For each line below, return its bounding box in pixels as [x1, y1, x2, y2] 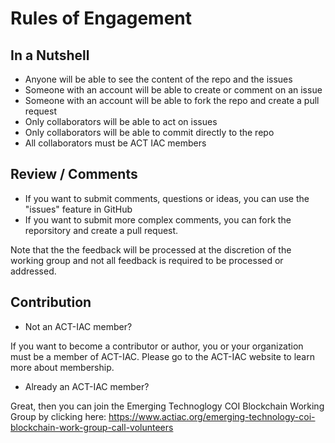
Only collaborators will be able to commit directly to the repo [24, 127, 275, 138]
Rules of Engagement [10, 7, 193, 30]
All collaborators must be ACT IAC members [24, 137, 207, 149]
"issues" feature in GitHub [24, 203, 133, 215]
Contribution [10, 294, 92, 311]
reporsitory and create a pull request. [24, 224, 179, 236]
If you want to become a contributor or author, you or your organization [10, 340, 304, 352]
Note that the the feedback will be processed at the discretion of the [10, 243, 292, 256]
